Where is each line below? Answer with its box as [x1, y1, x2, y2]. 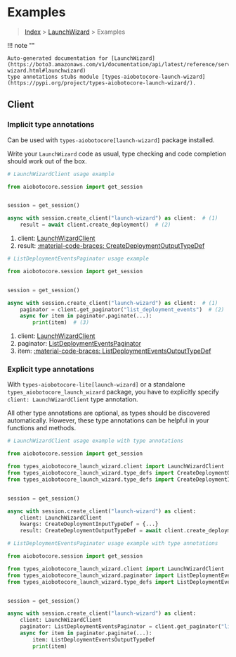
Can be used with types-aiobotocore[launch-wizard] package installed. [7, 135, 215, 144]
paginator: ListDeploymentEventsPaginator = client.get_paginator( [20, 623, 221, 630]
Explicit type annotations [7, 364, 95, 374]
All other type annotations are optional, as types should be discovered [7, 409, 211, 418]
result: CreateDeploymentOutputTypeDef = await [20, 527, 162, 534]
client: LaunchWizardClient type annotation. [7, 395, 138, 403]
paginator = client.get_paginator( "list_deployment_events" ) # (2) [20, 306, 225, 313]
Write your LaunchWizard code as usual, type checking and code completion [7, 149, 227, 158]
